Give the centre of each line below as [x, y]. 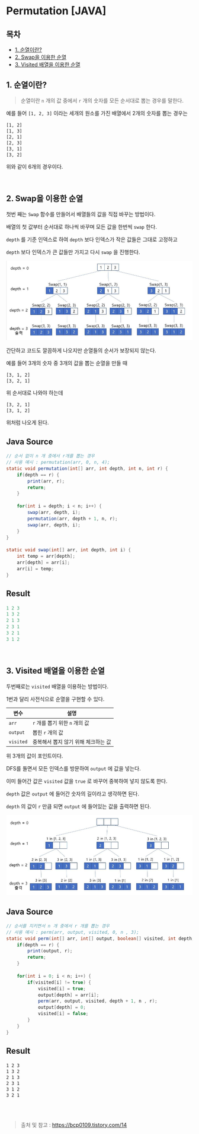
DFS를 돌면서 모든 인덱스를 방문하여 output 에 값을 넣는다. [73, 769]
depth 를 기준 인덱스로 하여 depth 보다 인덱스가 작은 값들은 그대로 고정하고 [92, 239]
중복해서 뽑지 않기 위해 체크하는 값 [72, 741]
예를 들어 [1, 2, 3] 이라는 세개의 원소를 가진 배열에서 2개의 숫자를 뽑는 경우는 [97, 113]
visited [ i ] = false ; [63, 1014]
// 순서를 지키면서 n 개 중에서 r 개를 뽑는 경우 [58, 926]
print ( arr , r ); [46, 481]
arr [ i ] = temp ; [36, 568]
